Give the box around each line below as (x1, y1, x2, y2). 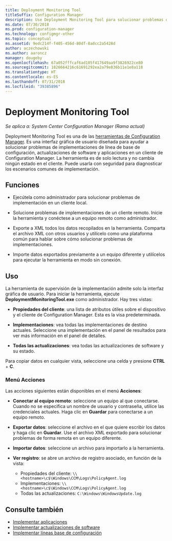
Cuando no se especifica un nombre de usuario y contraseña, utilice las (12, 403, 164, 409)
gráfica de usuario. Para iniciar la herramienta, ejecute (5, 291, 120, 297)
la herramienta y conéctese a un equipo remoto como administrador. (12, 215, 158, 221)
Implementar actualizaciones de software (12, 525, 100, 531)
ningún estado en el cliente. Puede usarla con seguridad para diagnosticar (5, 160, 162, 166)
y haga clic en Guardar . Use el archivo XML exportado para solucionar (12, 430, 162, 436)
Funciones (5, 180, 40, 189)
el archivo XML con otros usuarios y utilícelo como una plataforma (12, 231, 153, 237)
